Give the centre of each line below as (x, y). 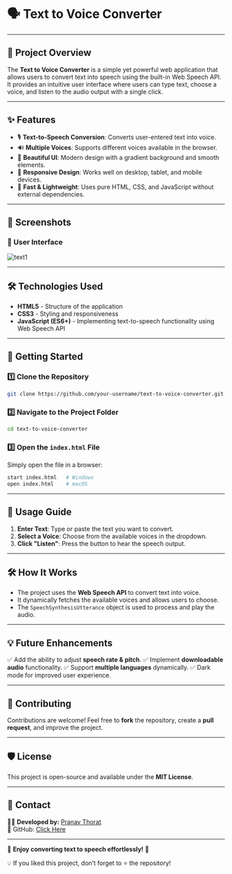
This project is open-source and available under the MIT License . (100, 776)
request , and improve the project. (55, 728)
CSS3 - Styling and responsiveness (68, 314)
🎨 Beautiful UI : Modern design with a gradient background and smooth (118, 157)
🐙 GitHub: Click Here (37, 829)
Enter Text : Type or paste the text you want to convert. (95, 528)
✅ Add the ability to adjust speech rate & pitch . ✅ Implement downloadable (115, 660)
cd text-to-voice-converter (48, 429)
